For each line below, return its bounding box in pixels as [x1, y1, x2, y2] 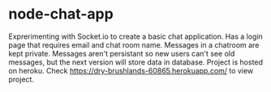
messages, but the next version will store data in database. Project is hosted [8, 57, 264, 67]
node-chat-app [8, 5, 114, 23]
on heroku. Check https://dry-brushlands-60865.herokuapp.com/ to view [8, 65, 254, 75]
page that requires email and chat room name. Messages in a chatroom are [8, 40, 260, 49]
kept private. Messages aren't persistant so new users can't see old [8, 48, 235, 58]
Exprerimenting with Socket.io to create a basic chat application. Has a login [8, 31, 264, 41]
